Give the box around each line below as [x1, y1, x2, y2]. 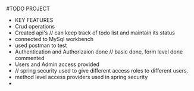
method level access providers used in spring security [14, 74, 148, 80]
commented [14, 55, 45, 61]
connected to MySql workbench [14, 36, 94, 42]
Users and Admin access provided [14, 61, 100, 68]
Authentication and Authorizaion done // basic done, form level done [14, 48, 183, 55]
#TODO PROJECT [6, 5, 51, 12]
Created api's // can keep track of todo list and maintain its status [14, 29, 176, 36]
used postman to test [14, 42, 67, 49]
